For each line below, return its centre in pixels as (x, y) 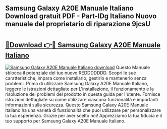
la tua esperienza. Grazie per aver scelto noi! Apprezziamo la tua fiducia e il (84, 116)
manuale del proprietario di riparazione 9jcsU (78, 24)
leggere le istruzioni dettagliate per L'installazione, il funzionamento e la (79, 89)
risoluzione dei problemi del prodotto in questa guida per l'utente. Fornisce (83, 94)
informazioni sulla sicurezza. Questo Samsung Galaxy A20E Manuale (77, 105)
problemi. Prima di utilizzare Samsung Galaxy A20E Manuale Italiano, (77, 83)
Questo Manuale (133, 67)
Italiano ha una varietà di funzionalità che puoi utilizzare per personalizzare (83, 110)
